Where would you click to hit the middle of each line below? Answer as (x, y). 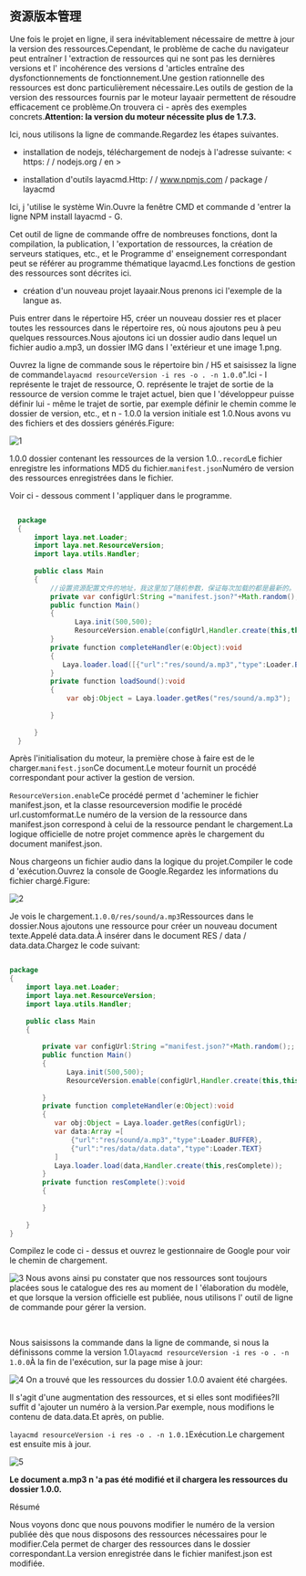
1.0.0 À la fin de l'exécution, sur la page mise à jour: (106, 1362)
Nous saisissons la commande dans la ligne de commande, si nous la (139, 1343)
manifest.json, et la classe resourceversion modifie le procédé (126, 805)
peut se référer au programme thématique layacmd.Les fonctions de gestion (153, 263)
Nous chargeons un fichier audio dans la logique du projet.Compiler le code (151, 862)
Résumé (25, 1507)
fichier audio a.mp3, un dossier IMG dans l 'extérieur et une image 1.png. (146, 347)
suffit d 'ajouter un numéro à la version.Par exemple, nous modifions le (142, 1407)
